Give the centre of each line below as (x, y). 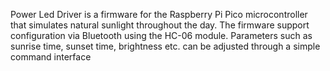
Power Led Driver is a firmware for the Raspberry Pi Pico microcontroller (159, 14)
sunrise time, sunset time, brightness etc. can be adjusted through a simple (165, 46)
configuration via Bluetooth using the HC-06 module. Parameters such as (161, 35)
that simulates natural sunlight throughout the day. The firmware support (160, 25)
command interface (51, 57)
